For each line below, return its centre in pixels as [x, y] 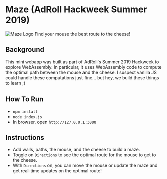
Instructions [25, 138]
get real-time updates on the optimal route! [57, 171]
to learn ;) [15, 83]
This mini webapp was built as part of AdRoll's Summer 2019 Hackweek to [82, 62]
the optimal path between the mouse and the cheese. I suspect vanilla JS [81, 72]
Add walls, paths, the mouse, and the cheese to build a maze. [76, 150]
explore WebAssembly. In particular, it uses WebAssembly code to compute [83, 67]
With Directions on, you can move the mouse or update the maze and [85, 166]
